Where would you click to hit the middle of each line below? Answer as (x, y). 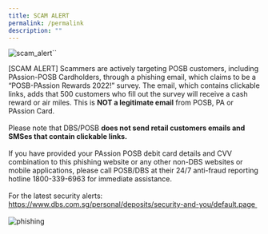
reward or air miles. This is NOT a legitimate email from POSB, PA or (121, 103)
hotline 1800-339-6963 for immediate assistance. (90, 179)
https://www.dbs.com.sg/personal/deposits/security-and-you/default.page (132, 204)
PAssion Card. (32, 111)
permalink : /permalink (46, 23)
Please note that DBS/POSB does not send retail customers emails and (127, 128)
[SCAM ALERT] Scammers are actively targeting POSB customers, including (133, 69)
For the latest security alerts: (56, 196)
